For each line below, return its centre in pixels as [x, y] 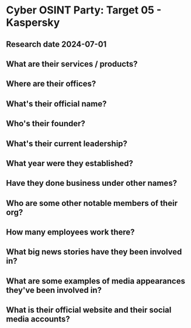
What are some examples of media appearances [96, 281]
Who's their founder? [46, 124]
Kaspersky [33, 23]
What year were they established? [70, 163]
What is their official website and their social [89, 310]
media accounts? [38, 319]
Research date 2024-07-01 [56, 44]
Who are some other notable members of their [92, 203]
